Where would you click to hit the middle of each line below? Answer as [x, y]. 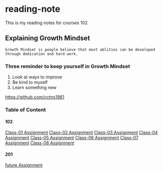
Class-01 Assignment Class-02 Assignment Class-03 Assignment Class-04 [81, 133]
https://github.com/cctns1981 [35, 97]
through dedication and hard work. [42, 54]
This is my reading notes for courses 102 [46, 23]
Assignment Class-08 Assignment [40, 143]
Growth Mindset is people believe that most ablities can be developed [80, 50]
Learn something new [34, 88]
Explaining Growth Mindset [48, 38]
